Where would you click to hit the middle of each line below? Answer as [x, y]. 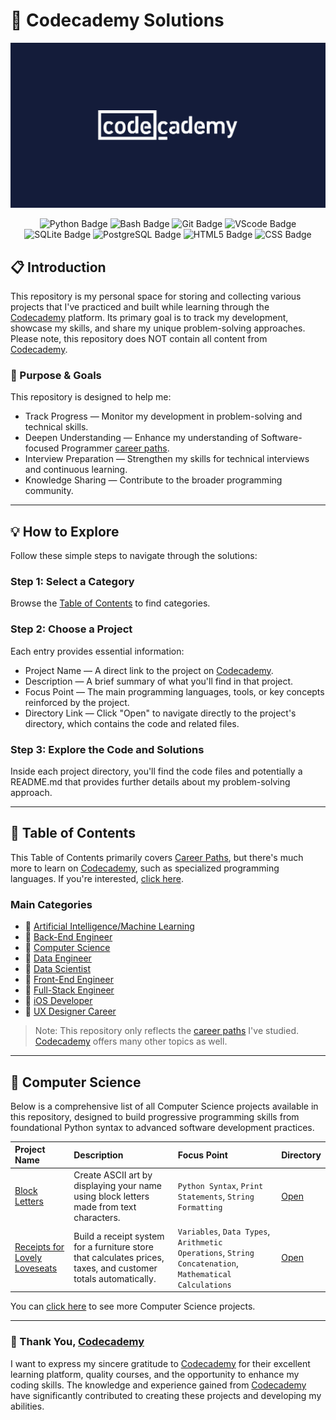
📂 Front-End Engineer [69, 980]
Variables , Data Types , [224, 1231]
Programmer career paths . [115, 448]
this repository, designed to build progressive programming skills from [155, 1116]
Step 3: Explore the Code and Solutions [107, 749]
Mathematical [204, 1274]
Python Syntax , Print [220, 1185]
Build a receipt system [119, 1236]
